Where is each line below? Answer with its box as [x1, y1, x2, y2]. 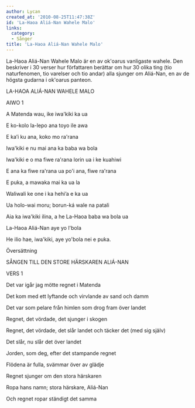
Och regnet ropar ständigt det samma [6, 395, 97, 402]
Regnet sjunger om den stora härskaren [6, 372, 102, 379]
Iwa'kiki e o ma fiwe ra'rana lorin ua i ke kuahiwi [6, 156, 122, 163]
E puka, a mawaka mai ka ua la [6, 179, 80, 186]
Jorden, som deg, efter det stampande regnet [6, 349, 117, 356]
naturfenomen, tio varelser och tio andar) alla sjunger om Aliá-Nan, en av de [6, 70, 190, 77]
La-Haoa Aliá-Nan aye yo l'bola [6, 224, 82, 231]
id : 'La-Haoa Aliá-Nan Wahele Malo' [6, 19, 95, 25]
